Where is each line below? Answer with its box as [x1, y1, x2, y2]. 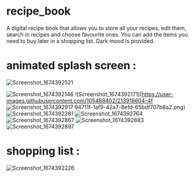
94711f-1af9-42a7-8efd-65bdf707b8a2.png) [74, 103, 185, 111]
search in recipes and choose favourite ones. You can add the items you [6, 30, 188, 38]
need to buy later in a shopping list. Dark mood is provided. [6, 37, 155, 44]
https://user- [142, 90, 174, 98]
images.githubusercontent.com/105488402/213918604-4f [6, 97, 153, 104]
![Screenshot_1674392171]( [74, 90, 142, 98]
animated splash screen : [6, 59, 137, 72]
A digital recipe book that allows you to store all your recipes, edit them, [6, 24, 187, 32]
